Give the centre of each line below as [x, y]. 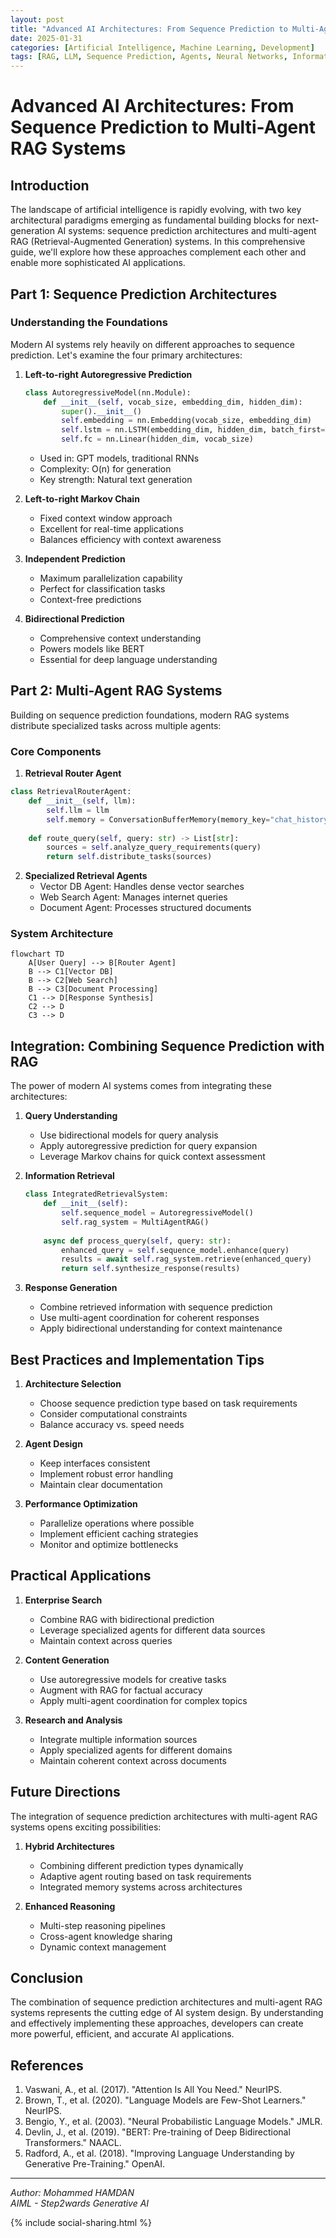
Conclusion [47, 1977]
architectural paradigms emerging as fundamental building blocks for [152, 220]
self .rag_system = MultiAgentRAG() [135, 1222]
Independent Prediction [75, 559]
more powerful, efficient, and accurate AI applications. [122, 2034]
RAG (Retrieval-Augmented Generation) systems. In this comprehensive [158, 242]
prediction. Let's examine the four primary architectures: [126, 355]
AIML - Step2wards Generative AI [80, 2203]
